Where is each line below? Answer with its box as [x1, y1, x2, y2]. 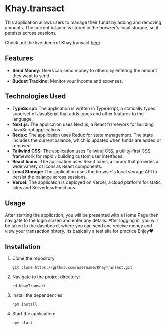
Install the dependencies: [12, 292, 64, 298]
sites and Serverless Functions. [12, 184, 77, 190]
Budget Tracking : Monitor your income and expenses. [12, 78, 123, 83]
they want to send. [12, 73, 51, 79]
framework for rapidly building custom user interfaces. [12, 153, 124, 159]
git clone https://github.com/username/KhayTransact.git [12, 265, 133, 270]
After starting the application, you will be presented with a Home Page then [5, 212, 159, 218]
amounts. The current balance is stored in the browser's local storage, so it [5, 24, 159, 30]
